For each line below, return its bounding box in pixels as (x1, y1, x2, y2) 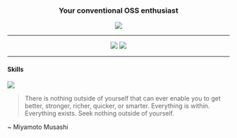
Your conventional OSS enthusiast (59, 6, 178, 15)
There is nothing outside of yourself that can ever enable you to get (24, 94, 221, 102)
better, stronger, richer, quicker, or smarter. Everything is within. (24, 101, 210, 110)
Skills (7, 65, 24, 73)
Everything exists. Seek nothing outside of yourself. (24, 108, 175, 118)
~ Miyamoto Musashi (7, 123, 68, 131)
